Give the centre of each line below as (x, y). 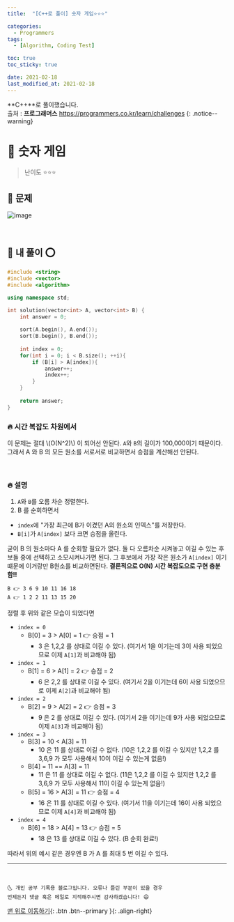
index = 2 (32, 699)
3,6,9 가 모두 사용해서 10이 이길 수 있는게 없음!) (102, 759)
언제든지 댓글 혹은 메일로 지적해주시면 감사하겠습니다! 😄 (78, 897)
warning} (20, 121)
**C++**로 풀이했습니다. (43, 105)
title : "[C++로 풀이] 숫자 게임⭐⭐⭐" (57, 14)
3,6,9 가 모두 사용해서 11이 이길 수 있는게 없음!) (102, 783)
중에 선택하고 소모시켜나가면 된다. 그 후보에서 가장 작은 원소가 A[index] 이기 (123, 558)
